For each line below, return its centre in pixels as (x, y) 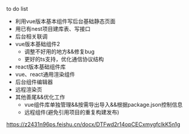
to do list (17, 9)
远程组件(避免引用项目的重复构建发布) (72, 112)
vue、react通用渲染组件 (45, 74)
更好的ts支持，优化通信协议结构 (64, 59)
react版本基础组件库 (40, 67)
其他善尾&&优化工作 (40, 97)
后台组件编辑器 (34, 82)
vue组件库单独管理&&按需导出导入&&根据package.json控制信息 (103, 105)
